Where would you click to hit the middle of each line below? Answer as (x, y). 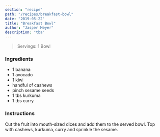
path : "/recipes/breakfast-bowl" (39, 14)
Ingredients (19, 59)
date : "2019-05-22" (25, 19)
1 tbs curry (23, 101)
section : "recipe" (24, 10)
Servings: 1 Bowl (34, 46)
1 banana (21, 69)
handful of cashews (32, 85)
